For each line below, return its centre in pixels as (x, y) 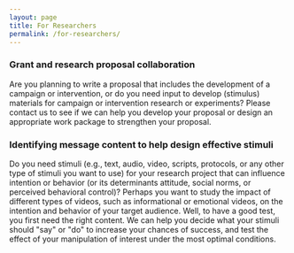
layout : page (33, 17)
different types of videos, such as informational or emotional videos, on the (146, 201)
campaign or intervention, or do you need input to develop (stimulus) (135, 93)
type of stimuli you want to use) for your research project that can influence (147, 172)
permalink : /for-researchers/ (65, 34)
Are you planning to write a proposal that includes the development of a (140, 84)
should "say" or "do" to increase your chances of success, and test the (139, 229)
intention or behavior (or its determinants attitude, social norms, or (130, 182)
